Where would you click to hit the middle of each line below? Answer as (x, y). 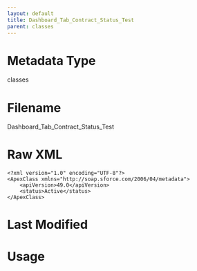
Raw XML (35, 155)
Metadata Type (51, 60)
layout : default (30, 13)
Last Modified (48, 225)
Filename (34, 108)
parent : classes (30, 26)
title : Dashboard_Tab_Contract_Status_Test (71, 20)
